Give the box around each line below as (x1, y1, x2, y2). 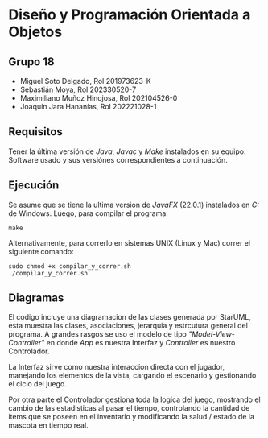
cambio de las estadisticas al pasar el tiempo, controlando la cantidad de (8, 403, 250, 413)
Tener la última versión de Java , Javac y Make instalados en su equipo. (8, 147, 246, 156)
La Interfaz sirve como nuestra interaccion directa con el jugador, (8, 362, 225, 372)
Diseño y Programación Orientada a (8, 6, 251, 24)
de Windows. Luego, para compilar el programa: (8, 208, 169, 218)
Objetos (8, 23, 63, 41)
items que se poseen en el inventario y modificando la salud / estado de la (8, 412, 255, 422)
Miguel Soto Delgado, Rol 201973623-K (19, 76, 151, 85)
